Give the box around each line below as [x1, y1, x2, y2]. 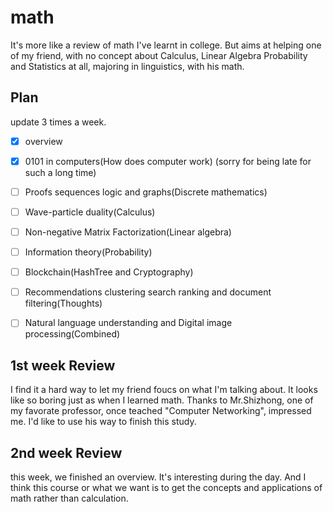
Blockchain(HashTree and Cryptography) [24, 266, 194, 278]
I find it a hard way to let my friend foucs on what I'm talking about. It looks [10, 384, 318, 396]
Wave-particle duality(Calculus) [24, 206, 156, 218]
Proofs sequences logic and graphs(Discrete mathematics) [24, 186, 268, 198]
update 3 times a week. [10, 116, 107, 128]
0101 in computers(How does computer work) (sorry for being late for [24, 155, 312, 167]
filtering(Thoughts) [24, 297, 103, 310]
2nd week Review [10, 444, 123, 461]
